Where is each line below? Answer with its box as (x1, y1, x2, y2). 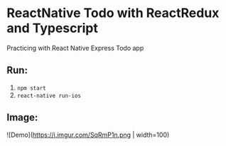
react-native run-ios (16, 92, 81, 99)
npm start (16, 84, 47, 92)
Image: (6, 112, 38, 124)
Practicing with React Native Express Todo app (6, 43, 144, 52)
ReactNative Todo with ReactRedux (6, 5, 220, 21)
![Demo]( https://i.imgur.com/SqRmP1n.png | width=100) (6, 130, 170, 139)
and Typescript (6, 20, 99, 36)
